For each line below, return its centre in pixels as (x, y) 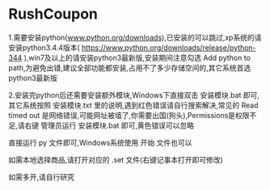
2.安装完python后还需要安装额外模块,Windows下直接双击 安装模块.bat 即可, (134, 95)
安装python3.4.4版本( (44, 47)
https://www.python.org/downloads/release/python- (169, 47)
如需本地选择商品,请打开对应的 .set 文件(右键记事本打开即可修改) (116, 159)
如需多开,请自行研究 (42, 177)
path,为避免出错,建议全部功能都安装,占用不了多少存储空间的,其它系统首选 (130, 68)
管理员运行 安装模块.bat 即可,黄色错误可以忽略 (117, 125)
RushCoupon (53, 14)
